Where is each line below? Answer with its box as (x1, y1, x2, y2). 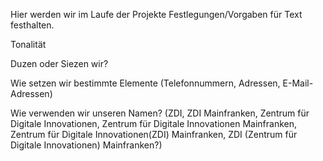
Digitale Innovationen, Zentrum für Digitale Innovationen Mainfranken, (10, 118, 297, 129)
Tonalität (10, 39, 47, 50)
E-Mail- (282, 77, 314, 89)
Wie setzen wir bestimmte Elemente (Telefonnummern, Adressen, (10, 77, 281, 89)
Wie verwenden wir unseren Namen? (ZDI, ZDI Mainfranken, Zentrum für (10, 107, 310, 119)
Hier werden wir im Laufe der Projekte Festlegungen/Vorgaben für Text (10, 9, 303, 20)
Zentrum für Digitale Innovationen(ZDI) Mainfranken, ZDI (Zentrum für (10, 129, 298, 140)
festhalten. (10, 19, 55, 31)
